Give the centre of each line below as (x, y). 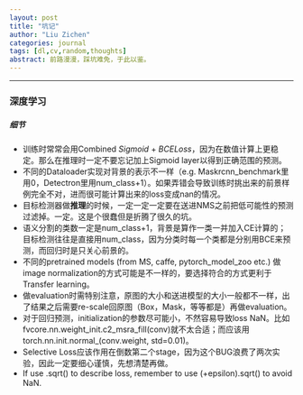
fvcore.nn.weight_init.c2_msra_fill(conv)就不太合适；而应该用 (136, 329)
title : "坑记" (35, 26)
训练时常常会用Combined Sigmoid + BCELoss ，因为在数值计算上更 (147, 149)
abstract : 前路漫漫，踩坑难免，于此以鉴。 (80, 60)
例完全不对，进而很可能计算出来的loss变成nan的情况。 (124, 194)
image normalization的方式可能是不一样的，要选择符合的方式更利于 (147, 272)
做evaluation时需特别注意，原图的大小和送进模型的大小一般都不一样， (152, 295)
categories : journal (48, 43)
